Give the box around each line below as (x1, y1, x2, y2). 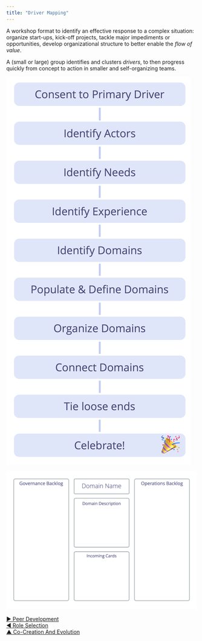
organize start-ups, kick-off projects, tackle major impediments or (6, 33, 171, 41)
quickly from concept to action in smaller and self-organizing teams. (6, 64, 177, 72)
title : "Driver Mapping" (6, 10, 69, 16)
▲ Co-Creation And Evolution (6, 628, 80, 636)
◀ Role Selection (6, 622, 48, 629)
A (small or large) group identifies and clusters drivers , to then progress (6, 58, 184, 65)
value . (6, 46, 22, 54)
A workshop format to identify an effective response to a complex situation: (6, 27, 194, 35)
